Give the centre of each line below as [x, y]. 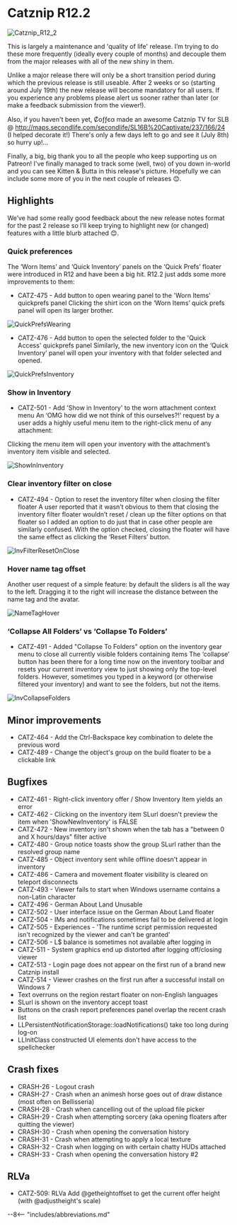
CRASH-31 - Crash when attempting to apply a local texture [104, 1139]
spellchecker [36, 1047]
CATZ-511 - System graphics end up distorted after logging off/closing [120, 949]
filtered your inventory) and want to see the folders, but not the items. [119, 684]
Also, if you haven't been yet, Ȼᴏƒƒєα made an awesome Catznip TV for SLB [118, 119]
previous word [39, 745]
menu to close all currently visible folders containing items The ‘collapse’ [123, 654]
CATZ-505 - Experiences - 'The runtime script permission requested [117, 927]
